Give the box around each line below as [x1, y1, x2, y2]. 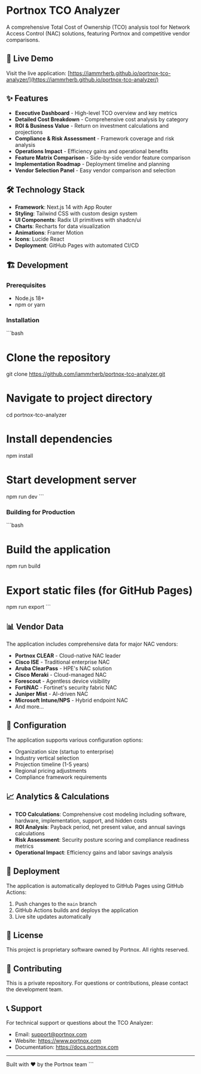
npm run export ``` [6, 604, 51, 611]
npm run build [6, 562, 41, 570]
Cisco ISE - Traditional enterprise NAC [14, 658, 110, 666]
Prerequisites [6, 281, 46, 289]
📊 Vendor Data [6, 622, 64, 632]
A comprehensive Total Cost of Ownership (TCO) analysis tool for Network [6, 23, 190, 31]
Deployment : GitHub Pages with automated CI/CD [14, 242, 139, 249]
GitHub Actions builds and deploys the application [14, 907, 139, 914]
